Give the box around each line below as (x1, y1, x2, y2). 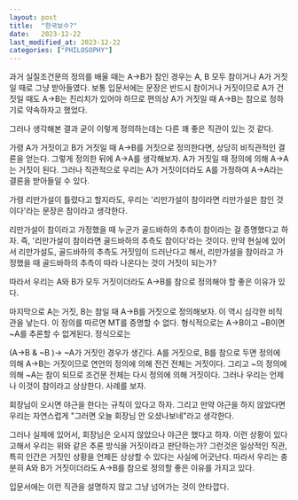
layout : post (9, 12, 58, 22)
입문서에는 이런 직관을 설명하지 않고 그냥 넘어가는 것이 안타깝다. (9, 481, 230, 492)
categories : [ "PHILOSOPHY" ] (9, 46, 114, 55)
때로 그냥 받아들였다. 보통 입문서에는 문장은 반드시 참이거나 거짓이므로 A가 (18, 82, 275, 93)
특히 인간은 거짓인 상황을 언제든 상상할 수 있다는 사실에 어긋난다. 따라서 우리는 (9, 451, 279, 462)
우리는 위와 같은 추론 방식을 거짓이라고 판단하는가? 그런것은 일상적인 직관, (32, 441, 288, 451)
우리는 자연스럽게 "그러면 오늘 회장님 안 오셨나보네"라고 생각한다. (9, 410, 235, 421)
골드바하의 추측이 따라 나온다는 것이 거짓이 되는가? (42, 258, 217, 269)
